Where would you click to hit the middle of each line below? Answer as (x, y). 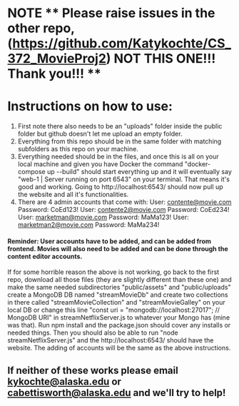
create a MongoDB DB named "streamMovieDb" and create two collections (118, 295)
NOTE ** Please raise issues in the (111, 13)
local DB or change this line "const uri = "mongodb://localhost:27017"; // (113, 310)
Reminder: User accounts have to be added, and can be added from (110, 241)
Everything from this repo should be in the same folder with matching (119, 141)
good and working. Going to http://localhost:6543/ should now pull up (120, 187)
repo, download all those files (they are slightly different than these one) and (119, 280)
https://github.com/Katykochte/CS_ (122, 44)
